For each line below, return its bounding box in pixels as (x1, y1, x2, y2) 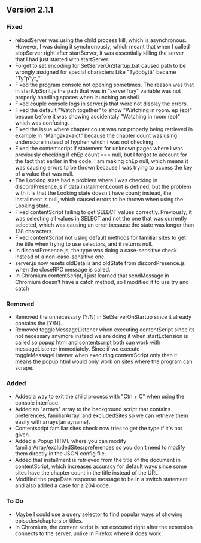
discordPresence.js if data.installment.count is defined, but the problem (14, 183, 191, 190)
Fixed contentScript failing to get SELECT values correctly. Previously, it (14, 208, 193, 215)
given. (14, 431, 31, 438)
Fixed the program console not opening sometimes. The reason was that (14, 81, 194, 88)
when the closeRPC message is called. (14, 266, 111, 273)
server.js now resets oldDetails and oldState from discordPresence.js (14, 259, 185, 266)
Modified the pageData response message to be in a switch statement (14, 476, 188, 483)
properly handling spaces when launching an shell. (14, 93, 141, 101)
